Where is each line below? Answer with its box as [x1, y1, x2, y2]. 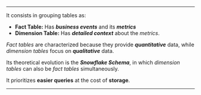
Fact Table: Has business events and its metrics [14, 23, 136, 30]
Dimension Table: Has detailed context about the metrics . [14, 30, 160, 36]
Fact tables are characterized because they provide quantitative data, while [6, 41, 194, 48]
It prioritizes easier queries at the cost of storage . [6, 77, 130, 84]
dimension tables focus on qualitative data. [6, 47, 114, 54]
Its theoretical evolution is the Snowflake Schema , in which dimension [6, 59, 181, 66]
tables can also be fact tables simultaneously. [6, 65, 120, 72]
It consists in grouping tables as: [6, 12, 86, 18]
